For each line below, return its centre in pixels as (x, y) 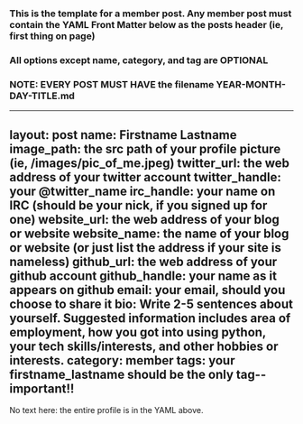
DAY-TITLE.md (42, 96)
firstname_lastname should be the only (122, 374)
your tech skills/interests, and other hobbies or (144, 346)
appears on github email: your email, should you (147, 290)
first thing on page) (52, 36)
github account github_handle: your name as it (143, 276)
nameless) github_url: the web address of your (143, 261)
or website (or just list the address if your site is (145, 248)
